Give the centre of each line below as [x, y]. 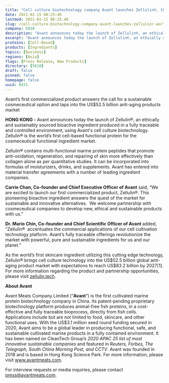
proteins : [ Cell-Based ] [30, 43]
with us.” [14, 214]
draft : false [19, 71]
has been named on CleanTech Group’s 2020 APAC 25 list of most [74, 338]
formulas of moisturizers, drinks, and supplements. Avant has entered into [82, 167]
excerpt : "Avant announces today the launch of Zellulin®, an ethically [83, 38]
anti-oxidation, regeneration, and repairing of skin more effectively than [79, 156]
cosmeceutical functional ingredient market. [51, 141]
